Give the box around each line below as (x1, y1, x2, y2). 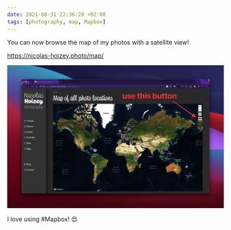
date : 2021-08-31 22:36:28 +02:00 (7, 11, 107, 18)
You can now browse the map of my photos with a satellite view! (7, 38, 189, 46)
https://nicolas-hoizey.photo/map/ (7, 51, 104, 60)
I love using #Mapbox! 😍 (7, 215, 78, 223)
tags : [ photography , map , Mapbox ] (7, 18, 107, 25)
